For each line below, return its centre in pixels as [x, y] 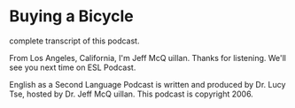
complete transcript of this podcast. [74, 41]
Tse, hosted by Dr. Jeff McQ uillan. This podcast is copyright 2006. [132, 94]
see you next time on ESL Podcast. [73, 67]
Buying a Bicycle [72, 16]
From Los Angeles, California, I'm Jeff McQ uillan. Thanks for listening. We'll [147, 58]
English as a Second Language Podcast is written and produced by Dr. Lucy [147, 84]
